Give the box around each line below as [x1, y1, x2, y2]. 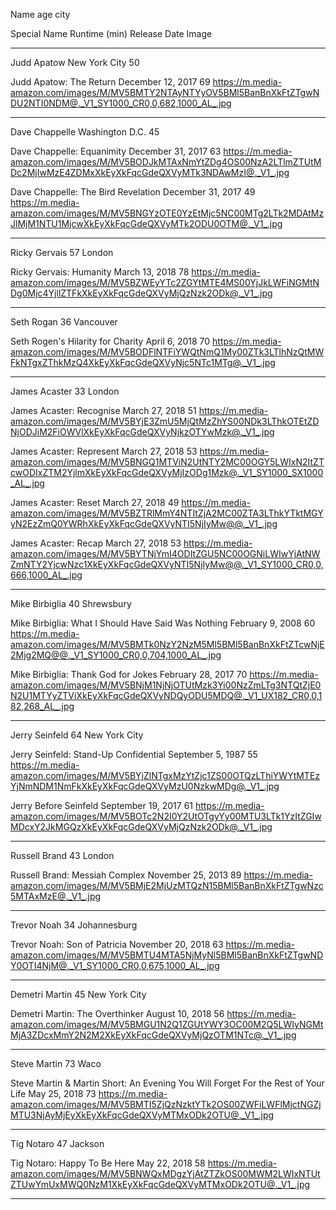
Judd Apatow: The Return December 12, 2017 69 [10, 76, 211, 88]
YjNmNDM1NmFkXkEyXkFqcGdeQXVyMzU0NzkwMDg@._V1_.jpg [10, 780, 280, 792]
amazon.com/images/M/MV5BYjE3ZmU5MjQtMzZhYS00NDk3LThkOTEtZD [10, 415, 320, 427]
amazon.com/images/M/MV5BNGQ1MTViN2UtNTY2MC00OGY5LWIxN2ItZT [10, 456, 325, 468]
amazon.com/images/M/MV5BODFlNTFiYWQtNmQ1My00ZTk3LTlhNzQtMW [10, 346, 325, 358]
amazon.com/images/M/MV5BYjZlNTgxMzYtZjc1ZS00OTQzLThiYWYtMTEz [10, 770, 321, 781]
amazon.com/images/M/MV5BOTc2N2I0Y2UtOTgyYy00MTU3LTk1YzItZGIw [10, 810, 322, 822]
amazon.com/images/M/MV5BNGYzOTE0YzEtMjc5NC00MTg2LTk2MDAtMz [10, 207, 325, 219]
